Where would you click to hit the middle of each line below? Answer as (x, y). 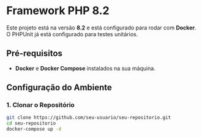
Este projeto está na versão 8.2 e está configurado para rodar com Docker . (101, 28)
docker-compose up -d (34, 129)
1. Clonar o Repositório (40, 105)
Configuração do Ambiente (59, 87)
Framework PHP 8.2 (58, 11)
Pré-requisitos (35, 54)
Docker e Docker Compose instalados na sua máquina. (85, 68)
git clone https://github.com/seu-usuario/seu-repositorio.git (89, 118)
